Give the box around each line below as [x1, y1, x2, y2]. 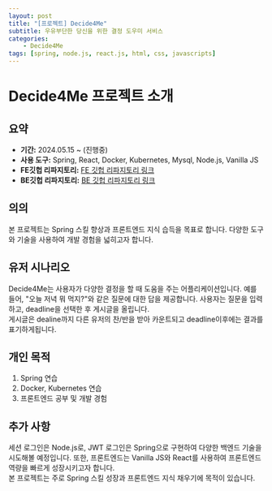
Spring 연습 [19, 373, 58, 383]
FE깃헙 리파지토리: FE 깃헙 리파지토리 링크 [19, 166, 155, 174]
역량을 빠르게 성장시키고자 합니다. [8, 463, 115, 473]
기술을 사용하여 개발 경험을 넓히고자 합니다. [16, 235, 154, 244]
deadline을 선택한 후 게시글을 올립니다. [25, 304, 150, 313]
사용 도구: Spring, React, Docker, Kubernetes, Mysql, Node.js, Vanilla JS [19, 155, 259, 165]
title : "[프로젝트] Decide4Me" [8, 19, 108, 28]
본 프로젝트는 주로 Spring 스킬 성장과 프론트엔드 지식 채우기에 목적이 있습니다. [8, 473, 256, 483]
